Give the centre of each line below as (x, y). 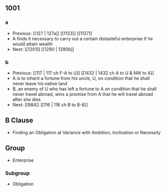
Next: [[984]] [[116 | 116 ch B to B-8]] (50, 105)
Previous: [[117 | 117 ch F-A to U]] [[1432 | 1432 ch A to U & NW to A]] (83, 73)
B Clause (19, 120)
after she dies (26, 99)
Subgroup (17, 173)
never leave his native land (40, 83)
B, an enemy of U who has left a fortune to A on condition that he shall (84, 89)
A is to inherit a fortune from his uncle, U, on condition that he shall (81, 78)
